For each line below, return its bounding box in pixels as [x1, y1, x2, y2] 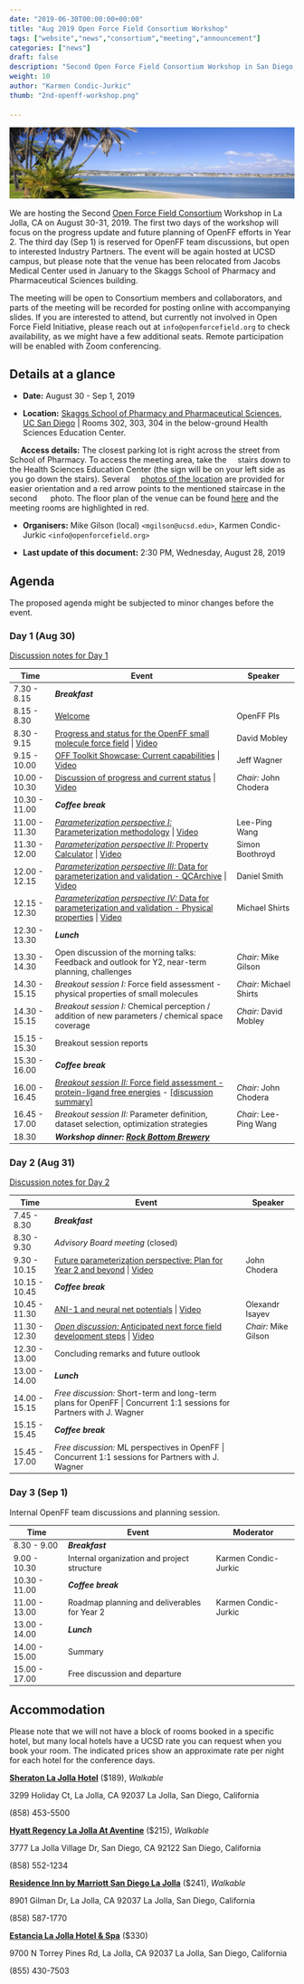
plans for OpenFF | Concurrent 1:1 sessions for [53, 1397, 231, 1408]
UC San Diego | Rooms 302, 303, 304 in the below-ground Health [22, 417, 269, 429]
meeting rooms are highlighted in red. [9, 502, 149, 513]
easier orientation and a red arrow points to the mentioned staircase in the [9, 483, 286, 494]
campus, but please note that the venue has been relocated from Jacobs [9, 255, 280, 266]
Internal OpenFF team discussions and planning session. [9, 1507, 220, 1518]
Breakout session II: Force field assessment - [54, 1077, 224, 1088]
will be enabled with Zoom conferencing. [9, 340, 161, 351]
